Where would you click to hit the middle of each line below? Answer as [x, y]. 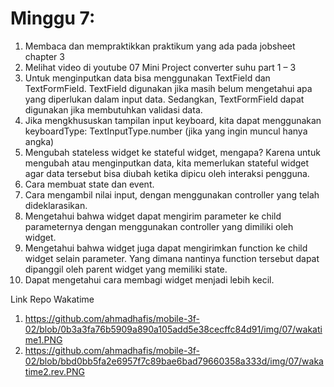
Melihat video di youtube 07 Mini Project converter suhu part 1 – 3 [160, 67]
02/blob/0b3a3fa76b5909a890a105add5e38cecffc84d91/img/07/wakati [173, 329]
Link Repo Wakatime [52, 299]
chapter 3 [44, 56]
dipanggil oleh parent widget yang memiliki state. [126, 269]
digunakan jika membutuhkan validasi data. [113, 109]
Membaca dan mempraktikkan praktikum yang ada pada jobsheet [160, 46]
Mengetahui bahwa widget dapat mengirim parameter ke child [153, 216]
